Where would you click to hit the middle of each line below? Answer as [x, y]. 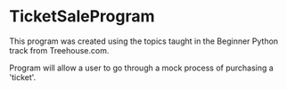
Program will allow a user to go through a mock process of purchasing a [141, 68]
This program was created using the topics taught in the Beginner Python [144, 41]
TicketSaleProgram [82, 16]
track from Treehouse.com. [59, 50]
